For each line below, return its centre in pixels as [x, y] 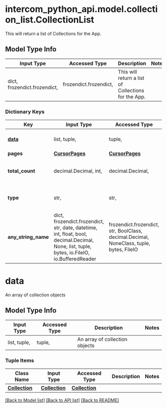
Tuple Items [20, 360]
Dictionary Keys [25, 112]
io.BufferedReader [75, 259]
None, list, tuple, [73, 246]
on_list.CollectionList [50, 20]
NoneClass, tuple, [129, 243]
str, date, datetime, [76, 228]
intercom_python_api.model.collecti [82, 9]
